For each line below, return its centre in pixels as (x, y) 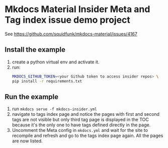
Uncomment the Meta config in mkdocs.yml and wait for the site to (80, 130)
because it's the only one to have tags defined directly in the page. (81, 125)
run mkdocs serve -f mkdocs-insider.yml (54, 109)
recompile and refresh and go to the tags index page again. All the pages (88, 136)
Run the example (32, 97)
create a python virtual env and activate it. (56, 62)
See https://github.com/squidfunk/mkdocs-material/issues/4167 (71, 34)
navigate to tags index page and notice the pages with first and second (86, 114)
